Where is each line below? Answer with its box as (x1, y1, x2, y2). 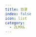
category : (5, 20, 25, 25)
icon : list (5, 16, 27, 21)
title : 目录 (5, 7, 28, 12)
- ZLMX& (9, 25, 25, 30)
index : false (5, 12, 32, 16)
